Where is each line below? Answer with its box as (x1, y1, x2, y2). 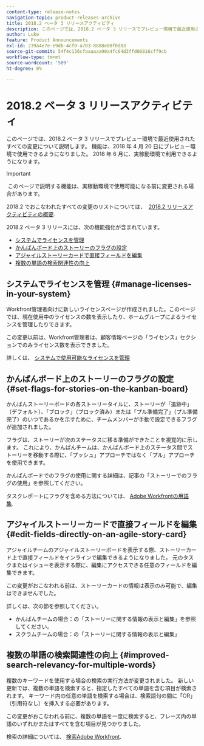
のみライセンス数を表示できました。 (22, 341, 113, 349)
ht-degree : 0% (6, 65, 42, 72)
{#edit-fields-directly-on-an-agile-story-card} (6, 529, 187, 539)
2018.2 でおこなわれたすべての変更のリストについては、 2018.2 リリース (6, 203, 188, 210)
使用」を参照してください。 (16, 479, 86, 487)
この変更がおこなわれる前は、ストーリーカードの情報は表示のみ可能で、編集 (6, 581, 197, 589)
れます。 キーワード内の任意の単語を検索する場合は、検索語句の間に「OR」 (6, 692, 196, 699)
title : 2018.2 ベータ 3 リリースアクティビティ (6, 20, 115, 26)
